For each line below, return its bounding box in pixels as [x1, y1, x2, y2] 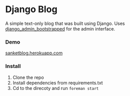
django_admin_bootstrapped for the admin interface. [5, 25, 115, 31]
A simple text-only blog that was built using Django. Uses [5, 20, 125, 26]
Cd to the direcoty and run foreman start [12, 85, 99, 91]
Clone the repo [12, 74, 44, 80]
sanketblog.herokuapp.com [5, 50, 63, 56]
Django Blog [5, 4, 57, 15]
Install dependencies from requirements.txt [12, 80, 103, 86]
